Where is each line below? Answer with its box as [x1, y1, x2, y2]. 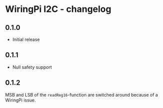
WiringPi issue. [5, 97, 36, 103]
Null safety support [12, 64, 52, 70]
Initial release [12, 36, 40, 42]
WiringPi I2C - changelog [5, 3, 112, 15]
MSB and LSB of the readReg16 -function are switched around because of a [5, 92, 158, 98]
